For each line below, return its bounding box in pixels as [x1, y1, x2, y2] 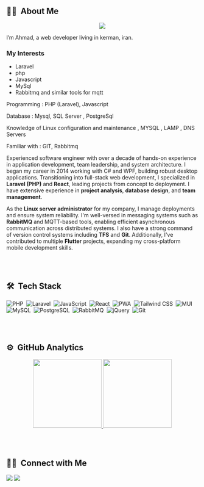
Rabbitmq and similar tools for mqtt [15, 89, 104, 96]
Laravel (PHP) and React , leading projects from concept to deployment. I [6, 181, 190, 188]
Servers [6, 131, 26, 138]
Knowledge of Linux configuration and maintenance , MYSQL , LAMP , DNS [6, 124, 195, 132]
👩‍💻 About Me [6, 6, 59, 16]
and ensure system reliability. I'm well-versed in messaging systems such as [6, 212, 199, 219]
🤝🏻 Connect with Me [6, 458, 87, 469]
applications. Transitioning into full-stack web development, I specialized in [6, 174, 195, 181]
